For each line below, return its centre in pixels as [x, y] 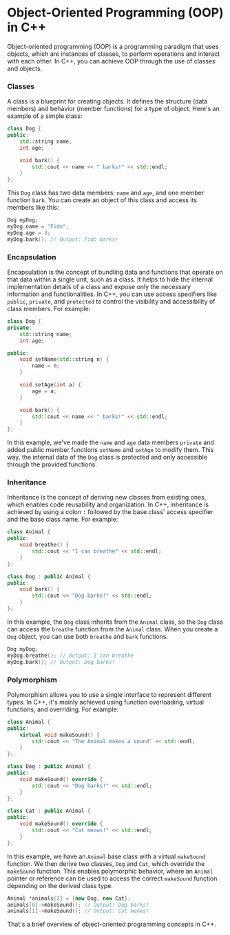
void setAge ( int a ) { [50, 385]
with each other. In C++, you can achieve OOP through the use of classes [111, 61]
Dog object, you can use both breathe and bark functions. [88, 636]
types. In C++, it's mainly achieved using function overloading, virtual [106, 702]
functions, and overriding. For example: [63, 709]
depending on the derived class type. [60, 885]
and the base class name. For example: [63, 520]
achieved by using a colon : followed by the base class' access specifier [110, 512]
